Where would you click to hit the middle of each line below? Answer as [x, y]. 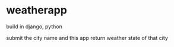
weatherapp [37, 10]
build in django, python [34, 26]
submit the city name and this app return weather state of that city [87, 38]
